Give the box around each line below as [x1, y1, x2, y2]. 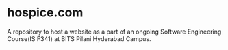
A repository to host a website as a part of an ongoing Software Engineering [7, 27, 222, 36]
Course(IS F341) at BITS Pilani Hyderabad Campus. [7, 34, 152, 42]
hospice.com [7, 5, 84, 21]
